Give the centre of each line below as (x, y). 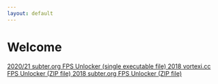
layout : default (30, 13)
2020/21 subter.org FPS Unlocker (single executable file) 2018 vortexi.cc (109, 66)
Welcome (35, 47)
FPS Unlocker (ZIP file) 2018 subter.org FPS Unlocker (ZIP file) (95, 73)
